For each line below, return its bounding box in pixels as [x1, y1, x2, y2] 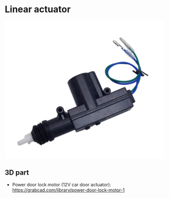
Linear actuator [5, 4, 71, 15]
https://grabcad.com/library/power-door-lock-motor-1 [12, 187, 125, 193]
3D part [5, 168, 29, 177]
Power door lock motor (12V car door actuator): [12, 182, 111, 188]
